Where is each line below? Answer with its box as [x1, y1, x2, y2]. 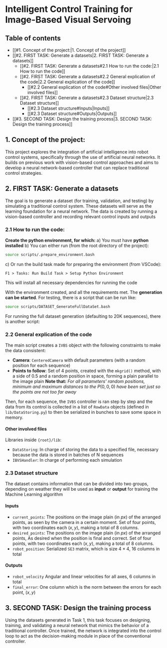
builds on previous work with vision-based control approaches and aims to [5, 159, 159, 165]
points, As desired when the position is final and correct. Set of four [12, 535, 152, 541]
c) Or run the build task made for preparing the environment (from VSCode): [5, 261, 162, 267]
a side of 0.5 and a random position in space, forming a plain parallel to [12, 373, 159, 379]
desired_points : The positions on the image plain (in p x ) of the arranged [12, 529, 161, 536]
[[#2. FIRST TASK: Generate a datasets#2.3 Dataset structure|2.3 [19, 95, 154, 101]
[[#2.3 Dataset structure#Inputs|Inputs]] [27, 106, 110, 111]
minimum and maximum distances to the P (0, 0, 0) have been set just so [12, 384, 161, 389]
